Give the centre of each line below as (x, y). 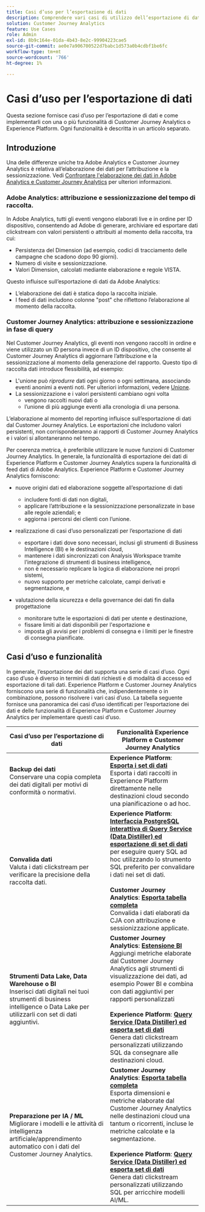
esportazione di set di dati (149, 844)
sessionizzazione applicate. (149, 928)
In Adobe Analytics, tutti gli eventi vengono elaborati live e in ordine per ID (99, 219)
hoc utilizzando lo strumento (150, 859)
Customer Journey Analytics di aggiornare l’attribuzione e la (82, 356)
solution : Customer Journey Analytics (56, 23)
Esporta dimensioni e (140, 1093)
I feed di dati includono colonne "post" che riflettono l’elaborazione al (102, 299)
